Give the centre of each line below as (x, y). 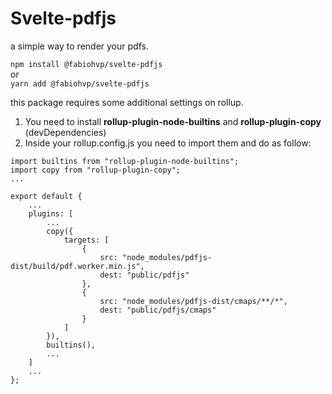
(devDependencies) (65, 132)
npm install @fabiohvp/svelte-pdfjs (86, 64)
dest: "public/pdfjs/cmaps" (158, 310)
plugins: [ (51, 213)
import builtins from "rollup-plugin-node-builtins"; (125, 161)
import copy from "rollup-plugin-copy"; (96, 170)
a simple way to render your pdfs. (79, 46)
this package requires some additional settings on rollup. (127, 102)
